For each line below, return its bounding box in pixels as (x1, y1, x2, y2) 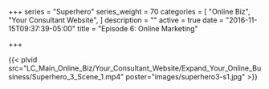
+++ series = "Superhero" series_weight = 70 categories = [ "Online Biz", (8, 7, 251, 16)
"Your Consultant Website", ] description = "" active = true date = (8, 15, 225, 25)
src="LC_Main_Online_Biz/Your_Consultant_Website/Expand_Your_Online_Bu (8, 63, 262, 73)
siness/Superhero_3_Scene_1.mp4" (8, 72, 124, 81)
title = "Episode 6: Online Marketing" (77, 24, 198, 33)
